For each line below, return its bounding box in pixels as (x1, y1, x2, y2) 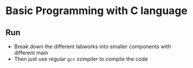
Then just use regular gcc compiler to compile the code (14, 56, 148, 62)
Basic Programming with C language (5, 4, 188, 18)
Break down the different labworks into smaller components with (14, 43, 172, 50)
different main (14, 49, 48, 56)
